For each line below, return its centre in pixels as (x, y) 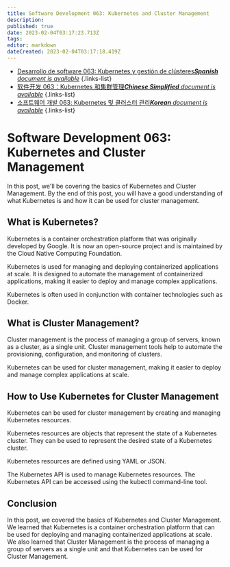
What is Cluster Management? (73, 323)
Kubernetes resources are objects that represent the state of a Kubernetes (112, 433)
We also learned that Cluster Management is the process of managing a (108, 542)
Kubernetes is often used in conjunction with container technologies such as (115, 294)
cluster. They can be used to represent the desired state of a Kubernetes (110, 441)
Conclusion (32, 504)
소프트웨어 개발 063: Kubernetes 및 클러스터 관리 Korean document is (112, 102)
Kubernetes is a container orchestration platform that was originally (102, 239)
